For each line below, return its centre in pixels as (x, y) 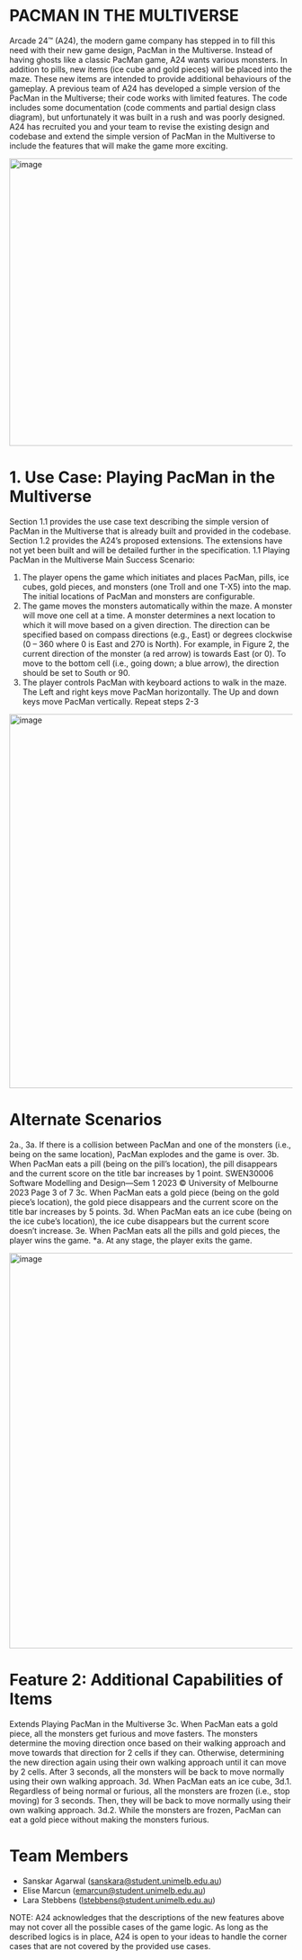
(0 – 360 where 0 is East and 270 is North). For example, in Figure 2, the (155, 643)
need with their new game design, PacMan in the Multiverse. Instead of (141, 49)
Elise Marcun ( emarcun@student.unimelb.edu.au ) (114, 1890)
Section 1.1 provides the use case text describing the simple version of (139, 521)
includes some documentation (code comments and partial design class (142, 107)
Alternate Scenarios (86, 1120)
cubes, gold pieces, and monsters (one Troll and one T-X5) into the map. (157, 587)
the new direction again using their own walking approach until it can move (148, 1762)
